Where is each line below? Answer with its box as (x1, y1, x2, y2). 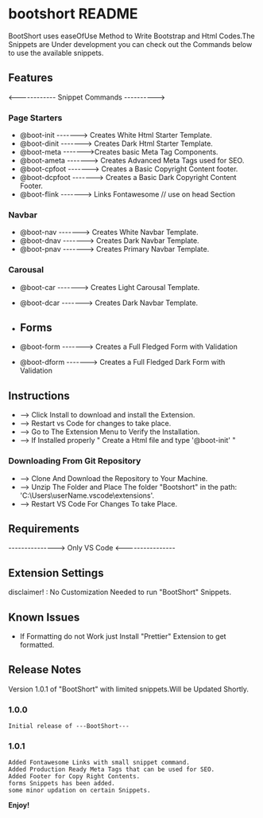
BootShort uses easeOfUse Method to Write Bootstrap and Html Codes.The (8, 31, 256, 41)
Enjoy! (8, 800, 30, 810)
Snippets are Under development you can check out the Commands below (8, 39, 253, 49)
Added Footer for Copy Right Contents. (8, 773, 141, 781)
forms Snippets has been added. (8, 780, 115, 788)
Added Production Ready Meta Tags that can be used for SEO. (8, 765, 215, 773)
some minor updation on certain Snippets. (8, 786, 151, 795)
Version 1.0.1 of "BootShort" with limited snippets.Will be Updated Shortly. (8, 684, 249, 694)
